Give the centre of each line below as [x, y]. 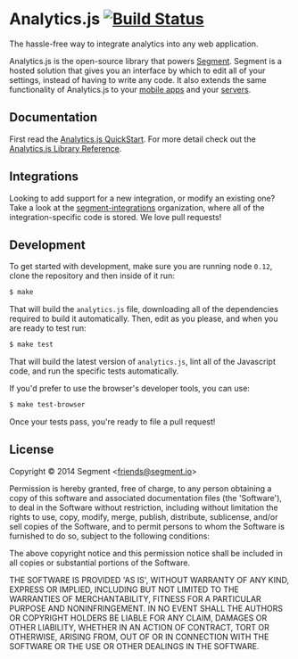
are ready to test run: [48, 328]
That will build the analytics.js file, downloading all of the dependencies [144, 309]
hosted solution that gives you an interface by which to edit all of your [137, 70]
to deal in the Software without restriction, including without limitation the [144, 507]
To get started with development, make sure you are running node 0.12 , [141, 267]
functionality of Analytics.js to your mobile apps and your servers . [130, 89]
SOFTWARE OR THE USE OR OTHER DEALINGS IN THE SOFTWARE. [134, 646]
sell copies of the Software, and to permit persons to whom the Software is [147, 526]
